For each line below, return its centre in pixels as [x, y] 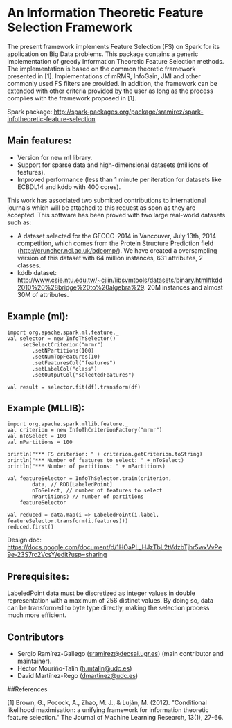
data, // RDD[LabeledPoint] [72, 485]
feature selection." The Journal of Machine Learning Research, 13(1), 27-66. [115, 717]
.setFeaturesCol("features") [74, 363]
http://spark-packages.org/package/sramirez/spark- [128, 112]
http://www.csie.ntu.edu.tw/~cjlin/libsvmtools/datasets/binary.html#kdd [120, 280]
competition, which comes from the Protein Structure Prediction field [115, 243]
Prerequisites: [38, 576]
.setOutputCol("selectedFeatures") [83, 375]
